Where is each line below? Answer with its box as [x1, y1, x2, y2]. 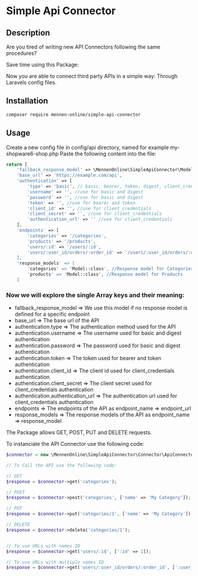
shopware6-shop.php [6, 150, 59, 157]
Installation [6, 96, 48, 106]
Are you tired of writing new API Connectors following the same [6, 43, 161, 50]
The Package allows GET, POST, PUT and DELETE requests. [6, 429, 152, 436]
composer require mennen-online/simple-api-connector [6, 111, 141, 118]
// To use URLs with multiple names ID [6, 559, 104, 565]
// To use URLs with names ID [6, 543, 81, 549]
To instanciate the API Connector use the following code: [6, 441, 144, 448]
